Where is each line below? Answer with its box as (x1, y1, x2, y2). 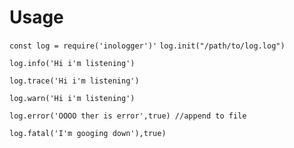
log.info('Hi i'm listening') (9, 58, 136, 68)
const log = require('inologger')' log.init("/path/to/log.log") (9, 41, 286, 51)
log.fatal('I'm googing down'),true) (9, 128, 167, 138)
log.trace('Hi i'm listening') (9, 76, 140, 86)
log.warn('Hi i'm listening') (9, 93, 136, 103)
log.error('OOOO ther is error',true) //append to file (9, 111, 247, 121)
